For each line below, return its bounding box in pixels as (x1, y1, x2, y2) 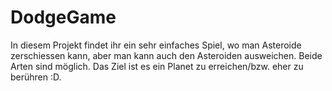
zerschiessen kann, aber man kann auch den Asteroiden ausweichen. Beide (10, 49, 323, 61)
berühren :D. (10, 71, 62, 83)
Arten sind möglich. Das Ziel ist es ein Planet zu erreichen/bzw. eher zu (10, 60, 304, 72)
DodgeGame (10, 6, 117, 29)
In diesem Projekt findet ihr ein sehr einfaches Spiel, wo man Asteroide (10, 39, 302, 51)
